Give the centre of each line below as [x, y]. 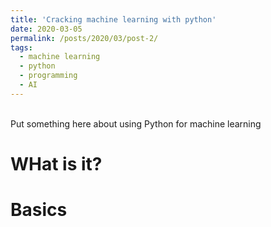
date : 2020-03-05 [46, 29]
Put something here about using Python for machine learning [136, 123]
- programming [48, 76]
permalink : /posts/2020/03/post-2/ [84, 38]
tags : [21, 47]
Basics [39, 210]
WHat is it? [56, 163]
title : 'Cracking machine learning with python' [113, 19]
